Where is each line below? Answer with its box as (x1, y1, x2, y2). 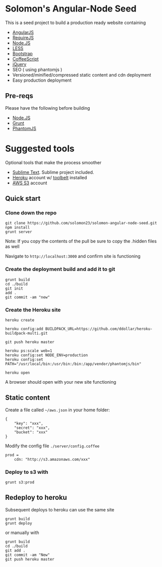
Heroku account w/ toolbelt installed (12, 174, 87, 180)
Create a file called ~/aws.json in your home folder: (5, 407, 110, 413)
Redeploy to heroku (5, 493, 67, 502)
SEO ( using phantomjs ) (12, 66, 62, 73)
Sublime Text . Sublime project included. (12, 169, 94, 175)
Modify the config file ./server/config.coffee (5, 443, 100, 449)
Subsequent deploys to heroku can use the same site (5, 506, 115, 512)
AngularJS (12, 29, 34, 35)
